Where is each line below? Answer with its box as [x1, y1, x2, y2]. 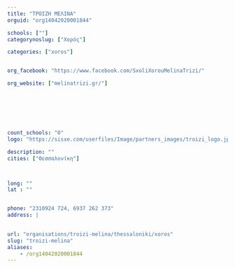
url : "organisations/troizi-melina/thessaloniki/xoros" [7, 230, 173, 238]
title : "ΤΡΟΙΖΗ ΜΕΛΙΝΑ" [7, 10, 77, 17]
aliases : [7, 244, 33, 251]
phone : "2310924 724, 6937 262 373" [7, 205, 114, 212]
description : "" [7, 148, 55, 155]
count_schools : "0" [7, 129, 64, 136]
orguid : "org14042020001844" [7, 17, 92, 24]
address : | [7, 211, 39, 219]
